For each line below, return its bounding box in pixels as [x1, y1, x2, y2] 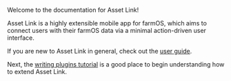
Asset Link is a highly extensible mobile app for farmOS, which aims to [7, 19, 207, 27]
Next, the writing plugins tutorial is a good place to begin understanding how [7, 60, 225, 68]
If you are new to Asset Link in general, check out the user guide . [7, 47, 192, 55]
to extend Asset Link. [7, 68, 68, 76]
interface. [7, 34, 34, 42]
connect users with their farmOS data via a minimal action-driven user [7, 27, 207, 34]
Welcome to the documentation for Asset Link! [7, 6, 139, 14]
